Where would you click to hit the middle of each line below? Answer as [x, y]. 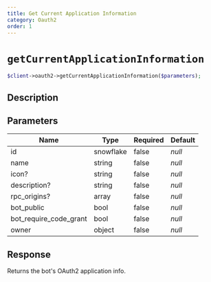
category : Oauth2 [32, 20]
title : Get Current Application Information [72, 13]
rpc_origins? [30, 197]
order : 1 [20, 26]
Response [29, 254]
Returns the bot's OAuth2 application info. [66, 271]
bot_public [27, 208]
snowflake [110, 152]
